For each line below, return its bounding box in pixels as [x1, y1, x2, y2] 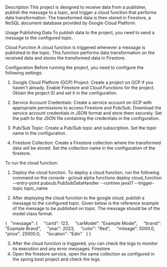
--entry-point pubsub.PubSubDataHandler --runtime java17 [12, 180, 134, 186]
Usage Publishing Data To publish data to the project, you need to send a [5, 30, 155, 35]
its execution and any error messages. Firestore [12, 246, 110, 252]
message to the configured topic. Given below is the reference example [12, 200, 159, 206]
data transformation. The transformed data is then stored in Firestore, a [5, 15, 151, 20]
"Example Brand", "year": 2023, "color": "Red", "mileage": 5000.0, [5, 225, 155, 231]
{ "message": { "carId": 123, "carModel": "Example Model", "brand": [5, 220, 162, 226]
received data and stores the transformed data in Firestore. [5, 55, 126, 61]
